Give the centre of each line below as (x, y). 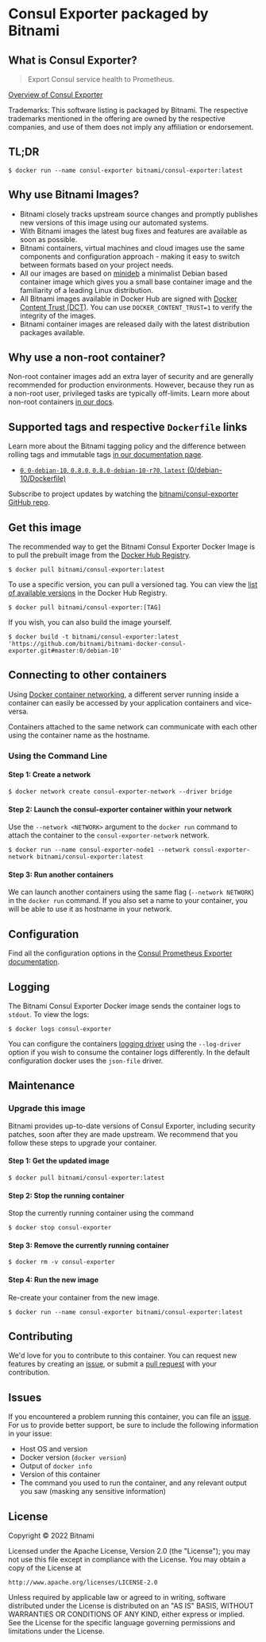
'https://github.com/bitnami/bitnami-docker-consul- (97, 644)
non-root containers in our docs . (62, 402)
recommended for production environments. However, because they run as (131, 385)
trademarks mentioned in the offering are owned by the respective (117, 119)
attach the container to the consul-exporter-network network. (109, 835)
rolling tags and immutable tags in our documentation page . (106, 455)
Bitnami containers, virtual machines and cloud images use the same (132, 248)
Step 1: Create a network (50, 775)
